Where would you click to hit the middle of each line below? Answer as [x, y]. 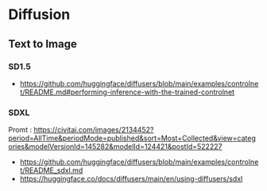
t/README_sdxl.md [51, 170]
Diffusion [39, 15]
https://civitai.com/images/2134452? [94, 130]
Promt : [20, 130]
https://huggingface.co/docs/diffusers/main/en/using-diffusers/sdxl [131, 179]
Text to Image [43, 44]
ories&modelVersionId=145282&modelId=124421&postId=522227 [115, 147]
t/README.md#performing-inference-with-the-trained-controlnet [127, 92]
